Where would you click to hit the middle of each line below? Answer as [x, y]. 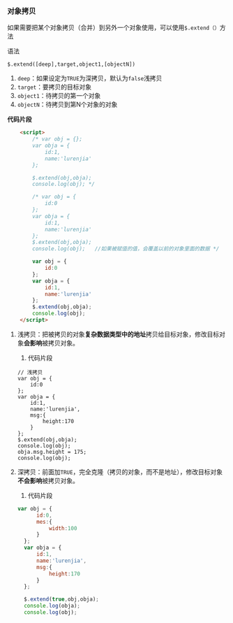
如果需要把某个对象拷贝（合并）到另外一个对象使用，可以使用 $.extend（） [114, 28]
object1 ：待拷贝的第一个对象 [59, 96]
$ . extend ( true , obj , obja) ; [62, 599]
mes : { [44, 522]
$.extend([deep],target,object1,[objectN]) [72, 64]
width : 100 [63, 528]
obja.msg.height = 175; [52, 452]
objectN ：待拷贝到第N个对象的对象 [67, 105]
